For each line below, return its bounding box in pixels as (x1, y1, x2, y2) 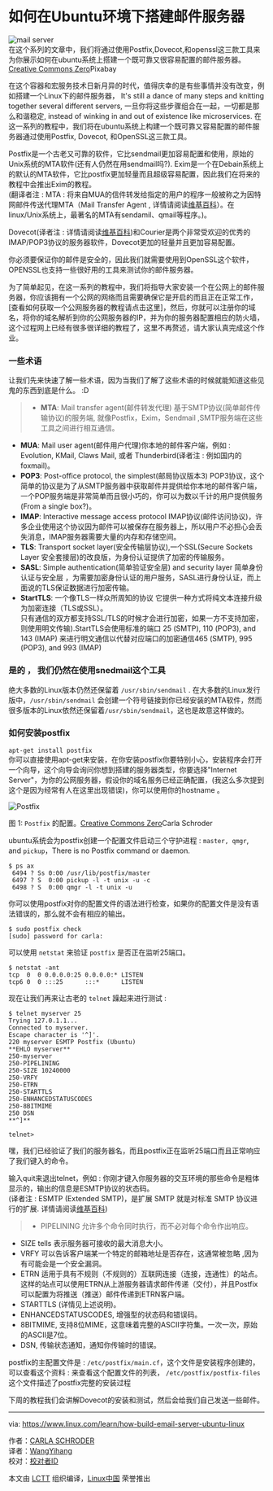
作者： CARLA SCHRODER (8, 1436, 95, 1445)
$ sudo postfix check (8, 925, 82, 933)
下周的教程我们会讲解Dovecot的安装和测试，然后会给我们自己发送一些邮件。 (8, 1395, 264, 1405)
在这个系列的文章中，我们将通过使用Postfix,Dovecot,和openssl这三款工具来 (8, 44, 261, 54)
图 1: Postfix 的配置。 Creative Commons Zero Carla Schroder (8, 818, 213, 828)
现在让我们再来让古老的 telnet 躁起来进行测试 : (8, 993, 167, 1003)
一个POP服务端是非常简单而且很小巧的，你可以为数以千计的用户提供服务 (19, 492, 263, 501)
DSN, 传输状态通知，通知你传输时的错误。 (19, 1340, 161, 1349)
